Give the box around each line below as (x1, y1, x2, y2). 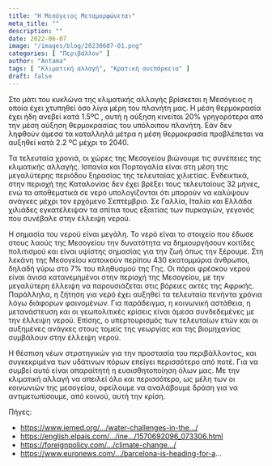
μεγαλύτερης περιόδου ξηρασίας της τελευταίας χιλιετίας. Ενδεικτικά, (8, 170, 249, 180)
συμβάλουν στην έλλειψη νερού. (8, 332, 121, 342)
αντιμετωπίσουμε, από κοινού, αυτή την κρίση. (8, 391, 166, 401)
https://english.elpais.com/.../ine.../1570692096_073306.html (19, 431, 223, 441)
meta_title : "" (8, 19, 60, 28)
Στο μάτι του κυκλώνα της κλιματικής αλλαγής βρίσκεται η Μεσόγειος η (8, 94, 253, 104)
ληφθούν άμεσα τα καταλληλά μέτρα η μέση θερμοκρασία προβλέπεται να (8, 129, 264, 139)
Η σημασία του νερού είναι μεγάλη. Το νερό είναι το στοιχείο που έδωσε (8, 229, 254, 239)
